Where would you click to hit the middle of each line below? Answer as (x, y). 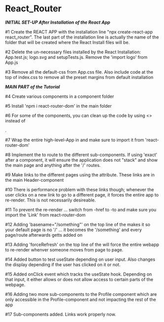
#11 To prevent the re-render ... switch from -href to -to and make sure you (81, 209)
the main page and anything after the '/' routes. (53, 165)
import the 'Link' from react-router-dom (45, 215)
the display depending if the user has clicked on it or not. (63, 264)
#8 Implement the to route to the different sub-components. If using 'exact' (81, 155)
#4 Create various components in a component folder (60, 96)
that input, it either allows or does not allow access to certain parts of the (79, 279)
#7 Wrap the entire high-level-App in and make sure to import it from (75, 140)
